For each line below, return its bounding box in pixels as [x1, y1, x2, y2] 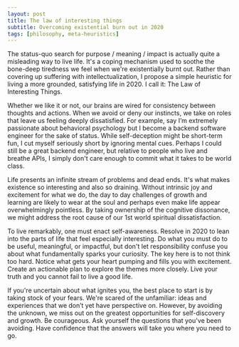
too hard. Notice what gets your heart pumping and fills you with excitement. [7, 257, 232, 266]
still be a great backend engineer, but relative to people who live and [7, 146, 208, 155]
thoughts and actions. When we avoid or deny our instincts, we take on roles [7, 109, 232, 117]
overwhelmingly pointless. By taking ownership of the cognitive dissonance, [7, 205, 230, 214]
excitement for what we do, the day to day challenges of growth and [7, 191, 208, 199]
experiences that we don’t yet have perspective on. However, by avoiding [7, 301, 223, 310]
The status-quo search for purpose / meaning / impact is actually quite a [7, 50, 221, 58]
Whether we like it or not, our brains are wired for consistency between [7, 101, 216, 110]
